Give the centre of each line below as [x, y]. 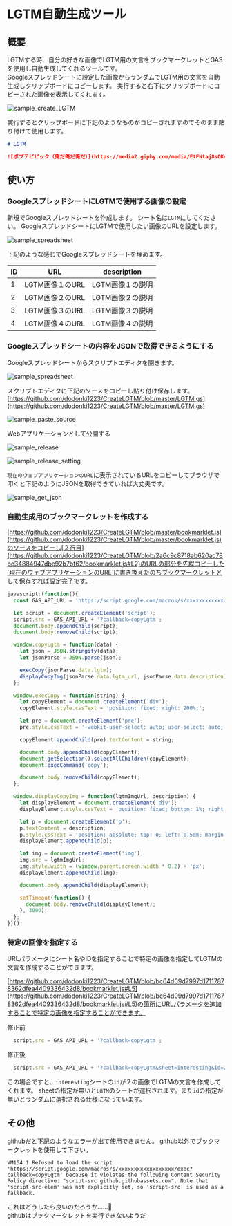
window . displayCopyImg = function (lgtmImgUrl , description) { [105, 797]
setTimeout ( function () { [55, 898]
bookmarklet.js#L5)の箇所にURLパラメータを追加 [152, 1004]
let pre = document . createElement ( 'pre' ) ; [81, 721]
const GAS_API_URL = [43, 600]
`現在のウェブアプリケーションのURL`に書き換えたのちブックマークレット [112, 573]
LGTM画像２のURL [55, 298]
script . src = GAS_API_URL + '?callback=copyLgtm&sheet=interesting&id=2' [122, 1068]
